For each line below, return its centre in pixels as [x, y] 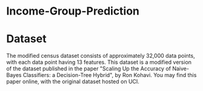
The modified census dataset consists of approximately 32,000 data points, [101, 56]
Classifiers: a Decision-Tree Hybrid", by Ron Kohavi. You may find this [110, 75]
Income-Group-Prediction [73, 11]
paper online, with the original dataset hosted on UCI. [73, 82]
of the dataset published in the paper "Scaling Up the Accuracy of [89, 69]
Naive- [181, 69]
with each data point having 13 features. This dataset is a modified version [99, 62]
